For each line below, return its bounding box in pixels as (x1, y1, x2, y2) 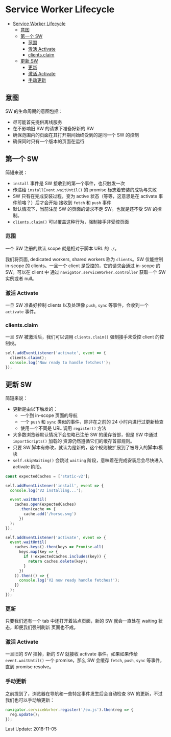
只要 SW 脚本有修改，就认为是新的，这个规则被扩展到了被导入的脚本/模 (12, 444, 163, 450)
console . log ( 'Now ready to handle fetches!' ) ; (10, 360, 111, 365)
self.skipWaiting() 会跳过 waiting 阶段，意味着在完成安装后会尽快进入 (12, 457, 163, 463)
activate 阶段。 (12, 463, 44, 470)
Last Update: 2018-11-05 (5, 726, 57, 732)
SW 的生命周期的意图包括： (5, 108, 63, 114)
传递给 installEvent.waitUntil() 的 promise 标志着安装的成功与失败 (12, 186, 157, 193)
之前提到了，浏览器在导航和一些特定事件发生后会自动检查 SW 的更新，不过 (5, 690, 163, 696)
